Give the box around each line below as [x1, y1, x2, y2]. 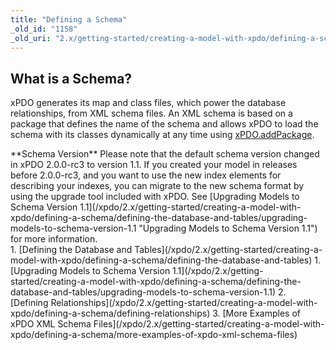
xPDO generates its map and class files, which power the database [10, 97, 287, 109]
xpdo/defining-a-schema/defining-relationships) [10, 307, 211, 320]
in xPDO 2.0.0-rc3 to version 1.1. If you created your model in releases [10, 159, 298, 171]
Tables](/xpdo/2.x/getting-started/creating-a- [134, 244, 323, 256]
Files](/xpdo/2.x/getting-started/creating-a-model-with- [93, 318, 325, 330]
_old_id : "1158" [10, 24, 78, 34]
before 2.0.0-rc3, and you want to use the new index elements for [10, 169, 282, 181]
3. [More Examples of [212, 307, 302, 320]
